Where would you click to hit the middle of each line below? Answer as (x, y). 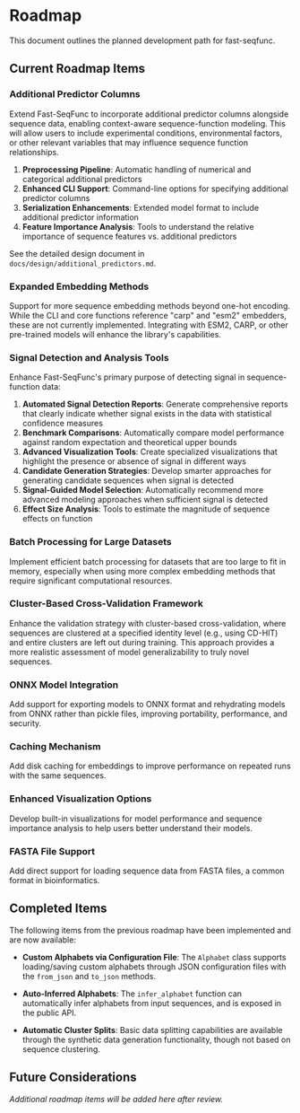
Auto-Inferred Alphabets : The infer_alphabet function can (132, 994)
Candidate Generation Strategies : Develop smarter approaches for (146, 471)
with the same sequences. (58, 776)
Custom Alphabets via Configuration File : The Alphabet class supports (154, 957)
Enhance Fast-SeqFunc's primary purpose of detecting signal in (127, 377)
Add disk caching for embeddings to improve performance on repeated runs (150, 766)
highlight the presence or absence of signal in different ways (134, 461)
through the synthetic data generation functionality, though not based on (156, 1039)
